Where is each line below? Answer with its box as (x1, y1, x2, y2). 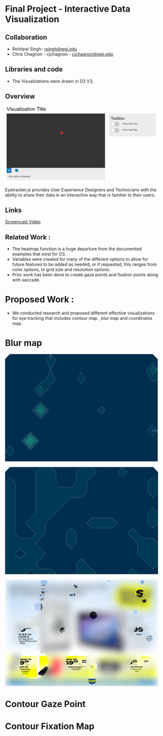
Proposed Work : (5, 294, 74, 305)
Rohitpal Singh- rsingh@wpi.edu (12, 46, 77, 52)
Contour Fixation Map (5, 721, 95, 732)
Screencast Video (5, 219, 41, 225)
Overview (5, 92, 36, 101)
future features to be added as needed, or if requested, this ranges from (12, 261, 157, 267)
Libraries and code (5, 65, 63, 74)
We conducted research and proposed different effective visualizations (12, 310, 155, 316)
